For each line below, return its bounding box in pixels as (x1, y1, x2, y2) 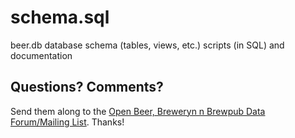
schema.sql (10, 6, 110, 29)
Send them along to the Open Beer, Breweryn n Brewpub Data (10, 105, 266, 117)
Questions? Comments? (10, 79, 164, 96)
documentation (10, 49, 73, 61)
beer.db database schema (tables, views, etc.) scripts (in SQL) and (10, 39, 285, 51)
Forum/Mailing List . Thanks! (10, 116, 125, 128)
